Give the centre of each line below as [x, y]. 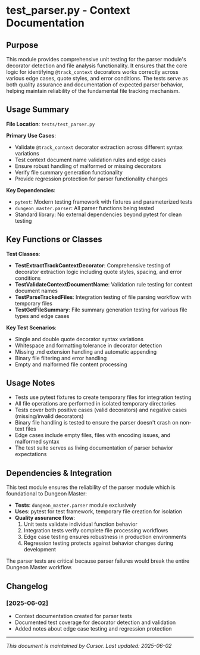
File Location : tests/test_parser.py [51, 124]
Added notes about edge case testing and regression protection [93, 628]
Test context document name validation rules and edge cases [90, 160]
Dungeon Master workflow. [39, 567]
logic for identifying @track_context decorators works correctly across [92, 72]
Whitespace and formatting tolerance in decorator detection [88, 345]
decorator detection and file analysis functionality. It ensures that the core [97, 65]
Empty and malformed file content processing [71, 364]
